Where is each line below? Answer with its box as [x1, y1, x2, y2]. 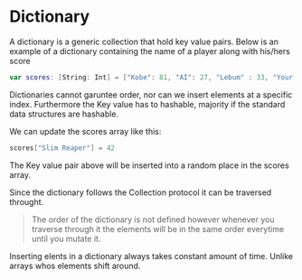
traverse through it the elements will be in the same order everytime [31, 223, 285, 234]
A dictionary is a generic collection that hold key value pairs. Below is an [9, 36, 278, 47]
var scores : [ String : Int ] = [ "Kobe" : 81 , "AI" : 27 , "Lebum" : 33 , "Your [9, 72, 294, 82]
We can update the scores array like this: [9, 126, 162, 136]
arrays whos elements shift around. [9, 260, 141, 271]
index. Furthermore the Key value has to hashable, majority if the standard [9, 98, 286, 109]
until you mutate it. [31, 233, 101, 244]
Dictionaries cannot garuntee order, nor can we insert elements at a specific [9, 89, 293, 100]
